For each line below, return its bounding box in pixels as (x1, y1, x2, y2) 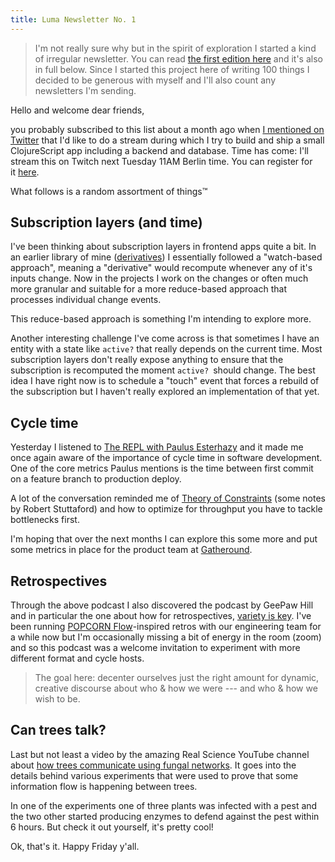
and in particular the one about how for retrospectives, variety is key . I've (10, 610, 312, 622)
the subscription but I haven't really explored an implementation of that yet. (10, 386, 320, 398)
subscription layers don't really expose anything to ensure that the (10, 354, 284, 366)
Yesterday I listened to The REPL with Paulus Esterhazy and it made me (10, 441, 304, 453)
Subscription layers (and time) (10, 214, 203, 231)
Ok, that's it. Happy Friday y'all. (10, 840, 140, 852)
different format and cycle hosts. (10, 652, 145, 665)
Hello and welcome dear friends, (10, 104, 145, 116)
